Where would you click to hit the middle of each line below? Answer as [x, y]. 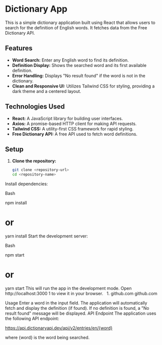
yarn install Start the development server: [46, 236]
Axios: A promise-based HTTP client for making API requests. [74, 124]
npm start [15, 255]
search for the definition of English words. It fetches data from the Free [76, 27]
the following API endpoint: [32, 318]
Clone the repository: [34, 161]
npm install [16, 203]
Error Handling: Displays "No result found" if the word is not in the [79, 75]
